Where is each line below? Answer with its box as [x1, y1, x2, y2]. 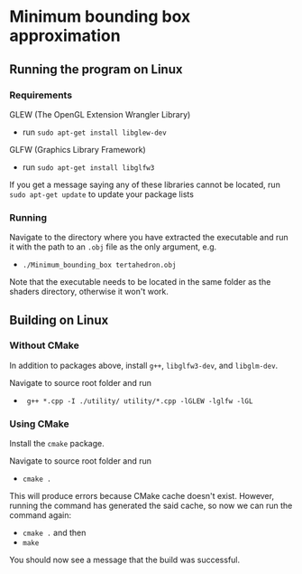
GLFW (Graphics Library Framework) [9, 144, 146, 155]
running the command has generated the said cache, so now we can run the [9, 500, 293, 512]
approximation [9, 25, 121, 46]
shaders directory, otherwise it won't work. [9, 287, 169, 297]
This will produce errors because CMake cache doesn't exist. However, [9, 491, 275, 502]
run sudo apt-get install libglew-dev [22, 127, 167, 137]
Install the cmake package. [9, 438, 105, 449]
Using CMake [9, 418, 69, 430]
